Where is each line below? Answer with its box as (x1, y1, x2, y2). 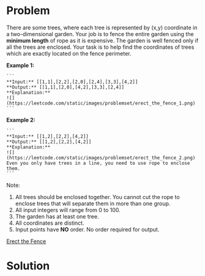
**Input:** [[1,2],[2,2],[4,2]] (6, 133, 89, 139)
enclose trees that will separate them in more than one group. (15, 200, 171, 207)
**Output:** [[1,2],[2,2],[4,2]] (6, 139, 92, 145)
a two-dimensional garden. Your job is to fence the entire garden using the (6, 30, 194, 37)
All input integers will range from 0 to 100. (15, 206, 121, 214)
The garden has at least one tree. (15, 212, 99, 220)
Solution (6, 259, 50, 273)
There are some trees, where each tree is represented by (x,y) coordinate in (6, 24, 198, 31)
